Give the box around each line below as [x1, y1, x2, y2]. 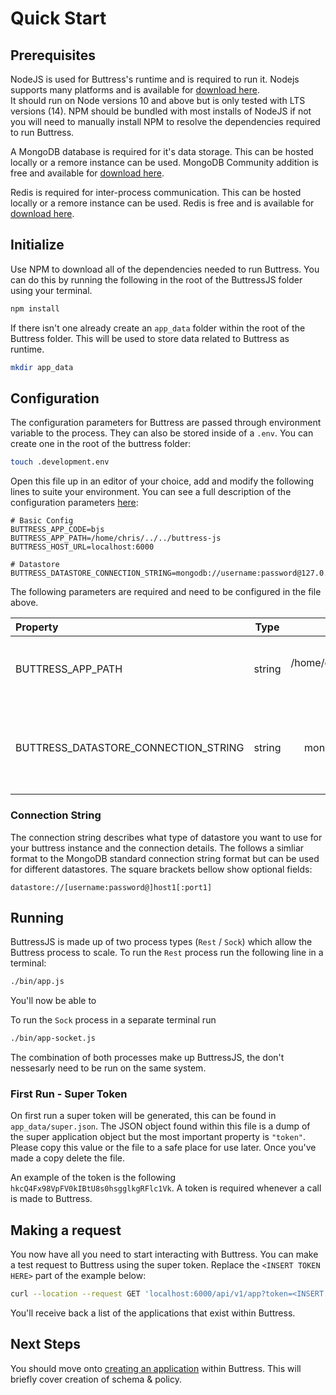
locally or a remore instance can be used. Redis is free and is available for [10, 197, 315, 209]
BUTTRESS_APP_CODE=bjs [10, 525, 105, 535]
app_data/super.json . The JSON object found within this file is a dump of [10, 1120, 311, 1132]
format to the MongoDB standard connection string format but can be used [10, 852, 320, 864]
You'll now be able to [10, 995, 97, 1007]
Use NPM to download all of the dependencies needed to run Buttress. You [10, 263, 320, 275]
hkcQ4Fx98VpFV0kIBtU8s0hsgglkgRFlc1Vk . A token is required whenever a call [10, 1182, 322, 1194]
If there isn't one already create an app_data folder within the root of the [10, 322, 306, 334]
